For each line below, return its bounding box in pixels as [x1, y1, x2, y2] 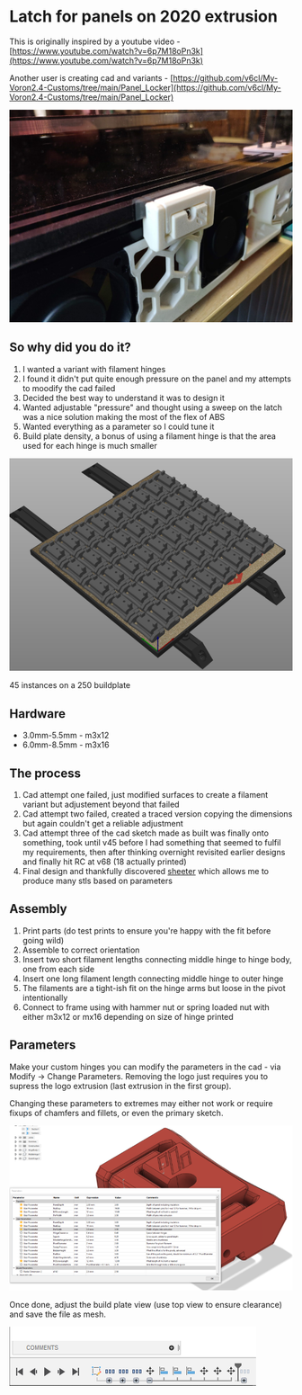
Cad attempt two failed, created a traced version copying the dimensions [22, 809, 293, 819]
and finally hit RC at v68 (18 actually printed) [22, 856, 187, 867]
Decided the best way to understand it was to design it [22, 392, 225, 403]
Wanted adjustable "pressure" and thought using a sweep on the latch [22, 402, 283, 413]
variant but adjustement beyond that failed [22, 799, 180, 809]
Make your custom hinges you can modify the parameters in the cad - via [9, 1061, 281, 1072]
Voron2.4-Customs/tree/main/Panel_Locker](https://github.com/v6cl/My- [9, 82, 281, 93]
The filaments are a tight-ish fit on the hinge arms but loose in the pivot [22, 982, 286, 993]
